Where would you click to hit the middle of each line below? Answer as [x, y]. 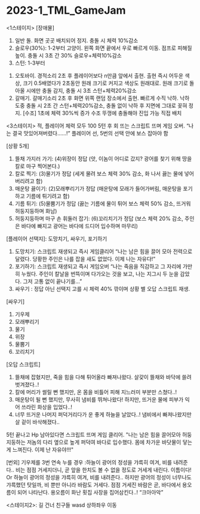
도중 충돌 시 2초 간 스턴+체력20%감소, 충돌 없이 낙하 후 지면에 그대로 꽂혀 [101, 105]
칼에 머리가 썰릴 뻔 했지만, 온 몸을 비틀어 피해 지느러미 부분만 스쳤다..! [96, 392]
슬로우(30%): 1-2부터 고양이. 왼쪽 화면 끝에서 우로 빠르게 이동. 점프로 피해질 [103, 48]
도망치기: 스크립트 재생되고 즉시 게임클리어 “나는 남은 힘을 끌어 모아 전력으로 [104, 251]
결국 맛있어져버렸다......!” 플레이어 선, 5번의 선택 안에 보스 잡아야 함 [90, 133]
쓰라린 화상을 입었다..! [47, 407]
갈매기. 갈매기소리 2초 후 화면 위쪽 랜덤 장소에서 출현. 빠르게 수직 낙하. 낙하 [102, 98]
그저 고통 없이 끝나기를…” [53, 281]
